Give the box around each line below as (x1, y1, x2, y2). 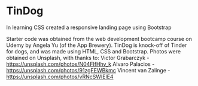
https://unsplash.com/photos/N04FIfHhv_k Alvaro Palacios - (6, 60, 155, 68)
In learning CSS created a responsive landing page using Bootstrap (6, 24, 172, 31)
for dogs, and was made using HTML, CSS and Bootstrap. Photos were (6, 47, 181, 55)
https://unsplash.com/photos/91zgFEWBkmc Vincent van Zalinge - (6, 66, 170, 74)
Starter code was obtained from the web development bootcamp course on (6, 35, 193, 42)
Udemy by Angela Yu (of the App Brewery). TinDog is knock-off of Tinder (6, 42, 187, 49)
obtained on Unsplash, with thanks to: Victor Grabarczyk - (6, 54, 150, 61)
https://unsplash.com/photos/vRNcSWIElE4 (6, 73, 114, 80)
